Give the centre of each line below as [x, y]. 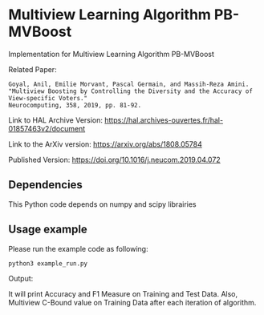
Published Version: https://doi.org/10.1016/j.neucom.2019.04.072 [114, 160]
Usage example [48, 230]
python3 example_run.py [48, 263]
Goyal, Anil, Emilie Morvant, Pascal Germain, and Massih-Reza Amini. [129, 84]
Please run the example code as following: [78, 248]
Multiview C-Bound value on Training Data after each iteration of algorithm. [132, 302]
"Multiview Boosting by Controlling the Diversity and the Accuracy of [130, 91]
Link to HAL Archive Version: [55, 120]
